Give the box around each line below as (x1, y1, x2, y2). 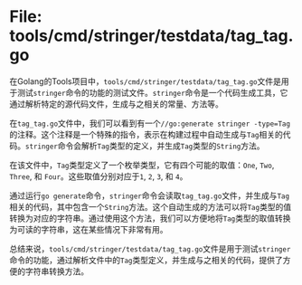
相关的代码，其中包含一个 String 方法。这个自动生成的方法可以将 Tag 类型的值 (9, 201, 292, 212)
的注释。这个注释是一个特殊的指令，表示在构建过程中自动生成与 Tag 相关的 (9, 128, 283, 139)
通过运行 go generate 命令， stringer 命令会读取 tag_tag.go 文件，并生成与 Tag (9, 190, 290, 201)
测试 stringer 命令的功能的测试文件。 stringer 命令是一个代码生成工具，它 (16, 87, 288, 98)
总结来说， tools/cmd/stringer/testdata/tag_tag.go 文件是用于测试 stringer (9, 242, 291, 254)
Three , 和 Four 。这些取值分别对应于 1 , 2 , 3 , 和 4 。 (9, 170, 188, 182)
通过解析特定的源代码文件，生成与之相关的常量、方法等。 (9, 98, 223, 109)
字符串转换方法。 (24, 265, 89, 277)
